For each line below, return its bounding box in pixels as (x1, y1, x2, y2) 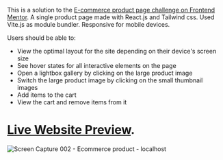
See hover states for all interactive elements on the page (16, 62, 176, 69)
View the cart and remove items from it (16, 98, 127, 106)
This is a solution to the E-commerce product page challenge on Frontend (7, 6, 215, 14)
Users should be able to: (7, 34, 77, 42)
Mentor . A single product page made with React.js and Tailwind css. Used (7, 13, 215, 21)
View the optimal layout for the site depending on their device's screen (16, 47, 217, 55)
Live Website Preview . (7, 122, 135, 138)
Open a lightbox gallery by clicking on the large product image (16, 69, 193, 77)
